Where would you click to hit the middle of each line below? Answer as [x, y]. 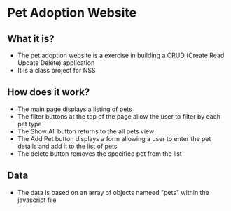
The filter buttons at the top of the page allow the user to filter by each [119, 116]
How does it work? [49, 92]
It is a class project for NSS [56, 70]
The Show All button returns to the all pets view [86, 131]
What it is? [31, 39]
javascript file [37, 200]
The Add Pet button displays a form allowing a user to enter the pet [114, 138]
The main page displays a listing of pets [75, 109]
